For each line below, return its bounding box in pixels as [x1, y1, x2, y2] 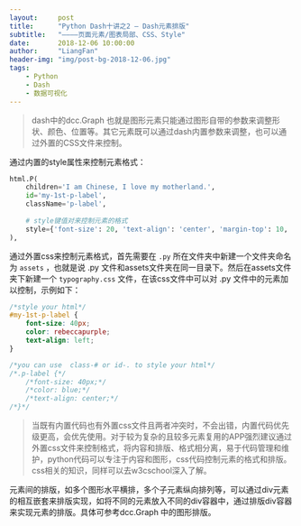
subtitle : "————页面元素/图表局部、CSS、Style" [9, 30, 187, 39]
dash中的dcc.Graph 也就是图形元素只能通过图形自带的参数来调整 [31, 115, 273, 125]
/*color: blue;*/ [25, 385, 91, 395]
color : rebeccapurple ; [25, 328, 111, 337]
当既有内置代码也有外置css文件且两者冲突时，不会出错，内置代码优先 [31, 420, 290, 430]
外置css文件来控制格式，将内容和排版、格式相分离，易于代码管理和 [31, 443, 282, 453]
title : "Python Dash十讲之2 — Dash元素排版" [9, 22, 190, 31]
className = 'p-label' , [25, 199, 106, 208]
